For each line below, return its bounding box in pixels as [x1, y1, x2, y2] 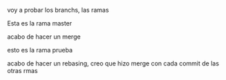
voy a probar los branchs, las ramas [7, 6, 109, 14]
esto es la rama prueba [7, 46, 73, 54]
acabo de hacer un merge [7, 32, 81, 41]
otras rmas [7, 67, 38, 74]
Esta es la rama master [7, 19, 73, 27]
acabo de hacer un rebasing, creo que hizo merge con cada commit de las [7, 59, 220, 68]
